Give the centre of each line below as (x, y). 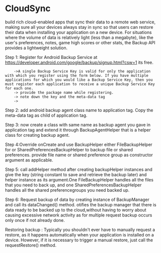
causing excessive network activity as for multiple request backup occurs (79, 215)
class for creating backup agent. (37, 135)
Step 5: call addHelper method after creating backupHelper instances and (79, 169)
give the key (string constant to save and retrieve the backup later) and (76, 174)
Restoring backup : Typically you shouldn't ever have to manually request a (80, 230)
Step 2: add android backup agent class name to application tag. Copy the (79, 110)
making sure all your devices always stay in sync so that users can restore (79, 27)
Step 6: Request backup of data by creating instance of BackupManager (77, 199)
